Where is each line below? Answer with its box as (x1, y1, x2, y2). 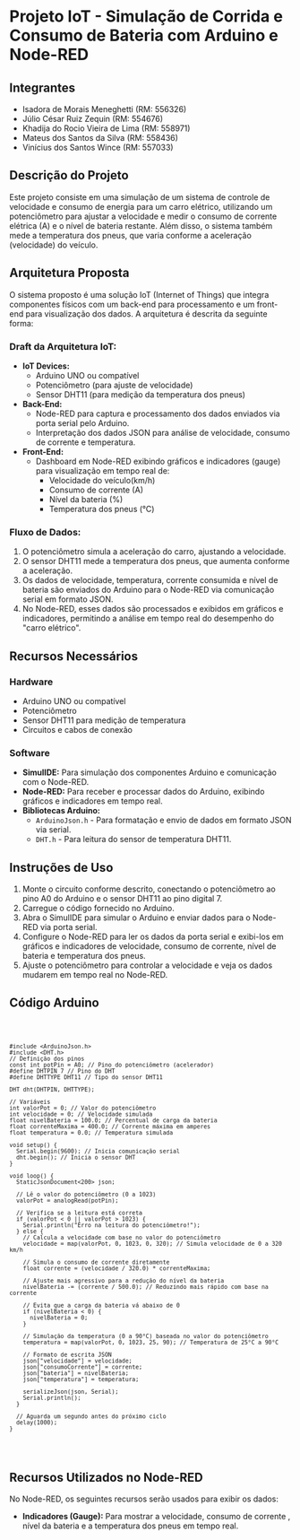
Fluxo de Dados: (9, 526, 81, 538)
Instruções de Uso (9, 859, 114, 875)
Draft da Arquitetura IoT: (9, 340, 117, 352)
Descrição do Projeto (9, 168, 129, 183)
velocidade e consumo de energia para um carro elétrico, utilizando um (9, 201, 273, 212)
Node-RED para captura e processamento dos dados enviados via (35, 408, 280, 419)
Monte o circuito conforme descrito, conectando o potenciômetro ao (21, 883, 276, 894)
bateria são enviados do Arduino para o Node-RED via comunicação (21, 585, 275, 596)
